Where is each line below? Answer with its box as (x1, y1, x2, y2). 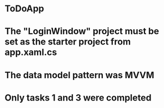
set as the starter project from (4, 36, 131, 48)
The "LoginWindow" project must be (4, 26, 160, 37)
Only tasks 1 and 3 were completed (4, 92, 152, 103)
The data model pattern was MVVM (4, 69, 155, 81)
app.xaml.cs (4, 47, 57, 58)
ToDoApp (4, 3, 44, 14)
